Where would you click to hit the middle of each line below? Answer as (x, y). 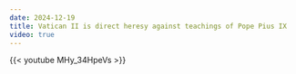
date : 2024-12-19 (42, 18)
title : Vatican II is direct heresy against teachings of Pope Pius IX (148, 26)
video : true (32, 34)
